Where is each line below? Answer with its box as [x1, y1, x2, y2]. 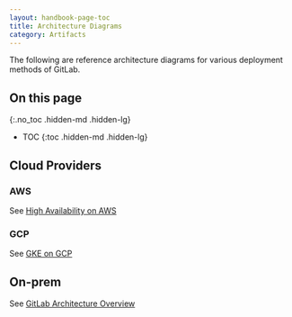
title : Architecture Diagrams [9, 22, 123, 31]
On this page [9, 90, 83, 105]
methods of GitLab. [9, 64, 81, 75]
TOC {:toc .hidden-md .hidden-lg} [22, 131, 148, 142]
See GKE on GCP [9, 249, 73, 259]
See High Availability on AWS [9, 204, 117, 216]
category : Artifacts [9, 30, 87, 39]
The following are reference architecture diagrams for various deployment [9, 55, 283, 66]
